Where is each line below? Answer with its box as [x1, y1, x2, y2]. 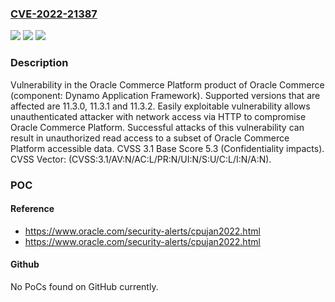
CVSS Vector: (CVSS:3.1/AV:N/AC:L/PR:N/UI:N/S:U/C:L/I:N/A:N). [10, 153, 272, 165]
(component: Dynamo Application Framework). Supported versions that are [10, 89, 321, 101]
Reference [10, 203, 55, 215]
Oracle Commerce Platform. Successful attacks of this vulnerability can [10, 121, 305, 133]
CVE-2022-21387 [10, 7, 98, 21]
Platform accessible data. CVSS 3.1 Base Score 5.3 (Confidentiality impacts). [10, 142, 325, 154]
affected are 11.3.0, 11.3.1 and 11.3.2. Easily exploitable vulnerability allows [10, 100, 311, 112]
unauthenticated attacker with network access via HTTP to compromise [10, 110, 307, 122]
